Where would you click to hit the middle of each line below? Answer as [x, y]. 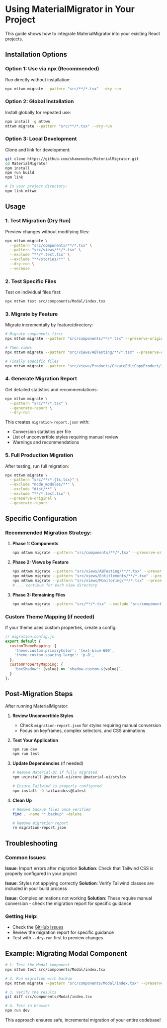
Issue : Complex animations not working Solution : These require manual [79, 898]
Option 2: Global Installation [40, 102]
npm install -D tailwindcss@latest [49, 791]
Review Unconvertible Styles [43, 716]
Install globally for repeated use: [38, 112]
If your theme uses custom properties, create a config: [61, 627]
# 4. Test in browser [28, 1006]
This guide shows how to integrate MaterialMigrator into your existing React [83, 33]
